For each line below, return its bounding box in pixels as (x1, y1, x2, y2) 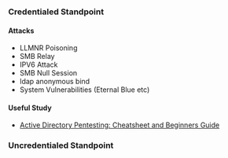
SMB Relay (19, 52, 55, 61)
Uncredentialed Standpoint (8, 140, 114, 151)
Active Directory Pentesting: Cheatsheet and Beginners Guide (19, 120, 220, 130)
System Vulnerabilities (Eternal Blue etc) (19, 85, 150, 94)
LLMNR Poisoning (19, 43, 78, 53)
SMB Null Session (19, 68, 78, 78)
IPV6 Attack (19, 60, 58, 69)
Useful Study (8, 103, 53, 112)
